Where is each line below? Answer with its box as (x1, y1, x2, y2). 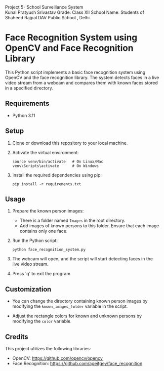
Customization (5, 285, 52, 293)
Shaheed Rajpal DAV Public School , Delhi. (5, 15, 91, 20)
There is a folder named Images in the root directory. (19, 217, 125, 224)
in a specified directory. (5, 85, 53, 91)
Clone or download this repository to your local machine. (12, 140, 128, 146)
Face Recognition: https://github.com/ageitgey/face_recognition (12, 361, 143, 366)
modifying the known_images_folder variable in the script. (12, 303, 128, 309)
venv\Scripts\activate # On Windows (12, 163, 99, 168)
